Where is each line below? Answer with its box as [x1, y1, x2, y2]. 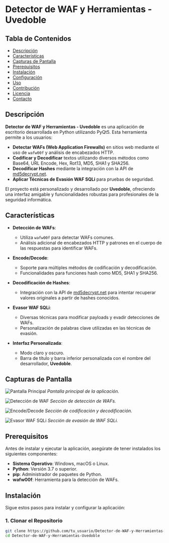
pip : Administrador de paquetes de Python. [12, 472, 102, 478]
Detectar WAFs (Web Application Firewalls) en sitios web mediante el [12, 144, 159, 150]
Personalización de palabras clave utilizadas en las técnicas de [20, 325, 151, 331]
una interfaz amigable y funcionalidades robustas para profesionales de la [5, 191, 159, 197]
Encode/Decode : [12, 255, 49, 261]
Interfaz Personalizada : [12, 340, 63, 346]
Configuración [12, 74, 43, 80]
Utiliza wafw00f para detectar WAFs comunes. [20, 234, 115, 240]
